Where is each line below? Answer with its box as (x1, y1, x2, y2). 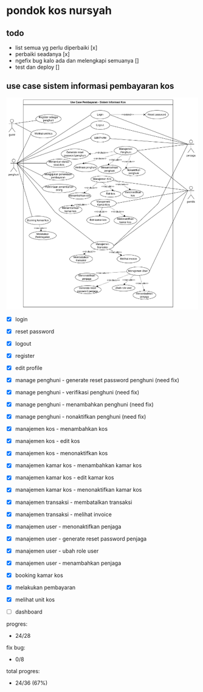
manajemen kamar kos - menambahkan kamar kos (15, 462, 142, 469)
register (15, 352, 35, 359)
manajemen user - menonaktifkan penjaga (15, 523, 122, 530)
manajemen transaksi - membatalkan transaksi (15, 498, 132, 506)
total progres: (6, 668, 40, 675)
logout (15, 340, 32, 347)
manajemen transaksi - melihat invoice (15, 511, 112, 518)
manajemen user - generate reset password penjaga (15, 535, 147, 542)
